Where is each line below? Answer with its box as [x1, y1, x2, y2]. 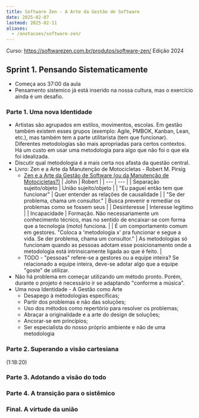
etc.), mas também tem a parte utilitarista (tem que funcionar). [14, 134, 168, 141]
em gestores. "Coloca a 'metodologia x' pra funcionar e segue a [23, 229, 181, 236]
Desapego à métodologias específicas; [23, 292, 120, 300]
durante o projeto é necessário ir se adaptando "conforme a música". [14, 279, 185, 286]
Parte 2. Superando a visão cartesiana [6, 345, 119, 353]
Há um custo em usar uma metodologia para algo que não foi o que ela [14, 146, 189, 154]
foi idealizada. [14, 153, 49, 160]
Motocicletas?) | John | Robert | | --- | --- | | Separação [23, 178, 160, 185]
